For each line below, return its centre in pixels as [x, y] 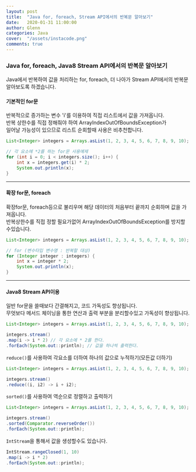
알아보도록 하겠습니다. [31, 87]
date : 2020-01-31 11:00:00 [41, 22]
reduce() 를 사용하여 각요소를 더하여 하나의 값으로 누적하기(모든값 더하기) [89, 357]
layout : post [22, 11]
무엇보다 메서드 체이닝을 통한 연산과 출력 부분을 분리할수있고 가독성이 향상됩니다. [98, 313]
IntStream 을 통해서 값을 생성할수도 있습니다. [57, 441]
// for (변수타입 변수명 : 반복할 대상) [48, 250]
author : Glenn [23, 28]
